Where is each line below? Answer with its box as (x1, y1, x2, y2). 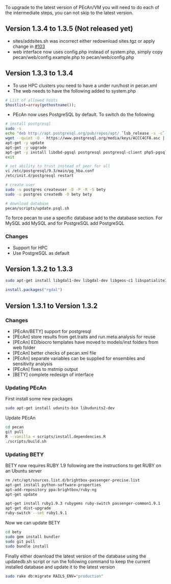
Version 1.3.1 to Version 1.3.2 (5, 301, 98, 310)
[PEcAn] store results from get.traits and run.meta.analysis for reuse (12, 333, 156, 340)
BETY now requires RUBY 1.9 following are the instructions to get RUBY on (5, 462, 161, 469)
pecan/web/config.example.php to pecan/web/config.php (12, 54, 134, 60)
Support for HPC (12, 244, 48, 251)
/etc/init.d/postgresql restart (5, 173, 74, 179)
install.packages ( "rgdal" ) (5, 287, 63, 293)
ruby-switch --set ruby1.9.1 (5, 511, 67, 516)
